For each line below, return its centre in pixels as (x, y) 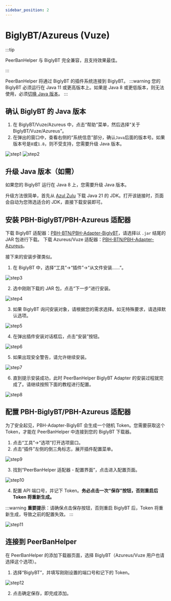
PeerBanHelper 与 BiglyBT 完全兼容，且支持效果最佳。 (63, 60)
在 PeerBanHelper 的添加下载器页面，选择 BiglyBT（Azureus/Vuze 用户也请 (85, 555)
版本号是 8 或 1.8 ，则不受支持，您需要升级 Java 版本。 (68, 144)
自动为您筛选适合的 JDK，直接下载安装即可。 (57, 202)
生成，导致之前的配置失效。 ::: (41, 514)
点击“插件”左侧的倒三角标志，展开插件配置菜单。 (64, 449)
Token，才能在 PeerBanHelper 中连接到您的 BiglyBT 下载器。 (70, 432)
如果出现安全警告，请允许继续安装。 (51, 357)
